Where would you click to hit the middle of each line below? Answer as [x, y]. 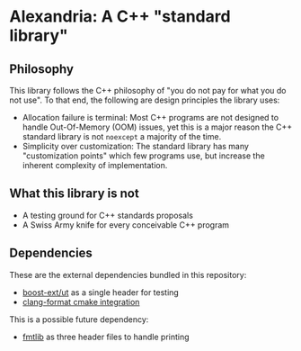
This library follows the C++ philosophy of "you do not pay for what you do [148, 90]
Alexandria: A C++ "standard [120, 17]
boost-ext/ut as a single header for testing [101, 292]
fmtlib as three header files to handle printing [106, 337]
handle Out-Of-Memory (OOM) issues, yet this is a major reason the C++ [157, 127]
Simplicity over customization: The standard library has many [136, 146]
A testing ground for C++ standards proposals [107, 215]
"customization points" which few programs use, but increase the [143, 156]
